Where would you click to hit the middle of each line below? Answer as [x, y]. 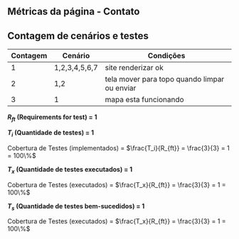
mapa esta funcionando [144, 100]
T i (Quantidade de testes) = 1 [51, 133]
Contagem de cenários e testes [78, 36]
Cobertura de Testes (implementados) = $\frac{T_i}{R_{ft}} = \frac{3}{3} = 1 [118, 148]
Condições [166, 56]
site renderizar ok [134, 68]
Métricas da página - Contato [74, 12]
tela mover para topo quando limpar [165, 79]
